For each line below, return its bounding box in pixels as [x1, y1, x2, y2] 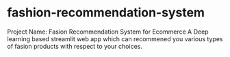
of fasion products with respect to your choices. [7, 42, 142, 50]
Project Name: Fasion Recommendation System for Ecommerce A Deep [7, 27, 209, 36]
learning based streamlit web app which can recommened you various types [7, 34, 223, 43]
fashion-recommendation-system [7, 5, 205, 21]
